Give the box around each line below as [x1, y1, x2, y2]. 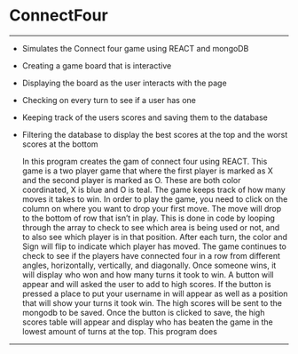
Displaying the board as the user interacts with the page [21, 77, 228, 88]
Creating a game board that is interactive [21, 60, 172, 71]
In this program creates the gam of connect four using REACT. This [21, 156, 268, 166]
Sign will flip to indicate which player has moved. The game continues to [21, 241, 286, 252]
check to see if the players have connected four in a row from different [21, 250, 281, 261]
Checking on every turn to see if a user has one [21, 94, 197, 105]
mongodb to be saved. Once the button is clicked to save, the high [21, 307, 265, 318]
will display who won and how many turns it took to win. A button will [21, 269, 274, 280]
